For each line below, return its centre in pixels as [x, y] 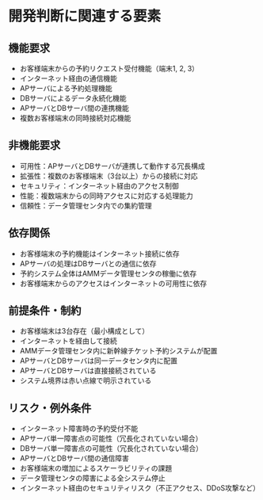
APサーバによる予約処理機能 [66, 88]
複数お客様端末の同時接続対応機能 [75, 118]
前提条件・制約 [45, 311]
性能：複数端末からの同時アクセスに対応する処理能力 [107, 196]
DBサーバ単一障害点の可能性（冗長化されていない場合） [111, 448]
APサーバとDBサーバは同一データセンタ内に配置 [99, 361]
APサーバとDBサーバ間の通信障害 [74, 458]
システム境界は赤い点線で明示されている [86, 380]
